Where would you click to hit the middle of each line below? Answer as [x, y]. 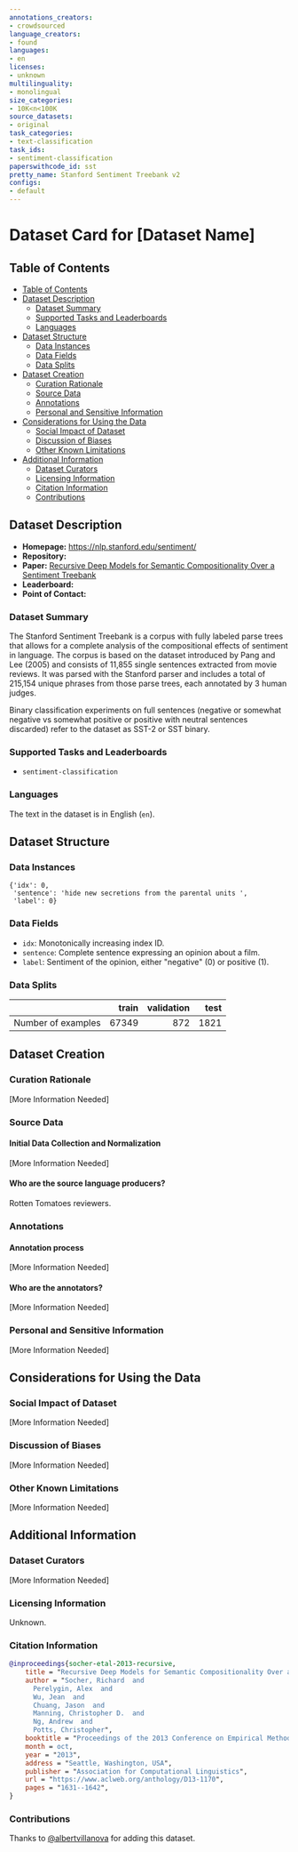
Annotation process [47, 1247]
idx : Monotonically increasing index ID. [93, 943]
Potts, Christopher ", [73, 1730]
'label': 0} [35, 901]
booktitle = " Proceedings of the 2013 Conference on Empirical [145, 1739]
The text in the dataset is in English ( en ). [82, 814]
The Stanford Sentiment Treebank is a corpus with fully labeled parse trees [146, 636]
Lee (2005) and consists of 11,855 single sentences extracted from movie [143, 664]
